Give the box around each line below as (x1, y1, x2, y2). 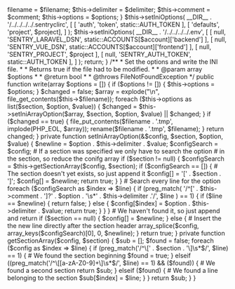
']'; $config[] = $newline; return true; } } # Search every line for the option (7, 177, 221, 185)
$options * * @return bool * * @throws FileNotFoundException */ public (7, 72, 215, 81)
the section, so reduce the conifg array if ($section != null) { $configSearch (7, 154, 224, 163)
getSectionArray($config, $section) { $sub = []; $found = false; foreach (7, 236, 214, 245)
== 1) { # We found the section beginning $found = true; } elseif (7, 251, 192, 260)
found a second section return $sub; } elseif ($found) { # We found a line (7, 267, 219, 274)
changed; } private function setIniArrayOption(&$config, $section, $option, (7, 132, 223, 140)
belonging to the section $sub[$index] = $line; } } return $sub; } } (7, 274, 196, 282)
